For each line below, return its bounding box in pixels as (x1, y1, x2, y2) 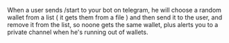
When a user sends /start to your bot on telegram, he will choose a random (7, 6, 222, 14)
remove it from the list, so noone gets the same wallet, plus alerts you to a (7, 21, 219, 28)
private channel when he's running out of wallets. (7, 28, 149, 36)
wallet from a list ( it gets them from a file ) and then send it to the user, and (7, 13, 223, 21)
